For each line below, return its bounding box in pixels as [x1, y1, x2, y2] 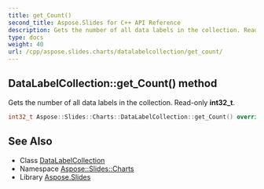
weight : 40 [8, 41, 44, 49]
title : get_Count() [8, 11, 72, 20]
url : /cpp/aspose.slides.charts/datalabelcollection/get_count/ [8, 48, 223, 56]
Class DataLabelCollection [19, 155, 105, 165]
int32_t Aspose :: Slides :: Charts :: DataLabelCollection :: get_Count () [8, 113, 234, 121]
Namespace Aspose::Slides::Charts [19, 164, 134, 173]
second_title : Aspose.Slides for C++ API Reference [8, 19, 181, 27]
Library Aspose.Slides [19, 172, 91, 181]
